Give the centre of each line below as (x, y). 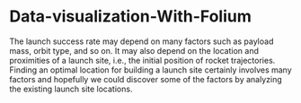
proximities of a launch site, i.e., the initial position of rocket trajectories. (142, 60)
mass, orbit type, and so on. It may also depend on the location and (134, 50)
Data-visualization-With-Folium (130, 17)
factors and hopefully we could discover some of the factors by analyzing (146, 79)
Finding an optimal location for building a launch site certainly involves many (150, 70)
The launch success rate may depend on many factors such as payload (142, 41)
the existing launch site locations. (71, 89)
